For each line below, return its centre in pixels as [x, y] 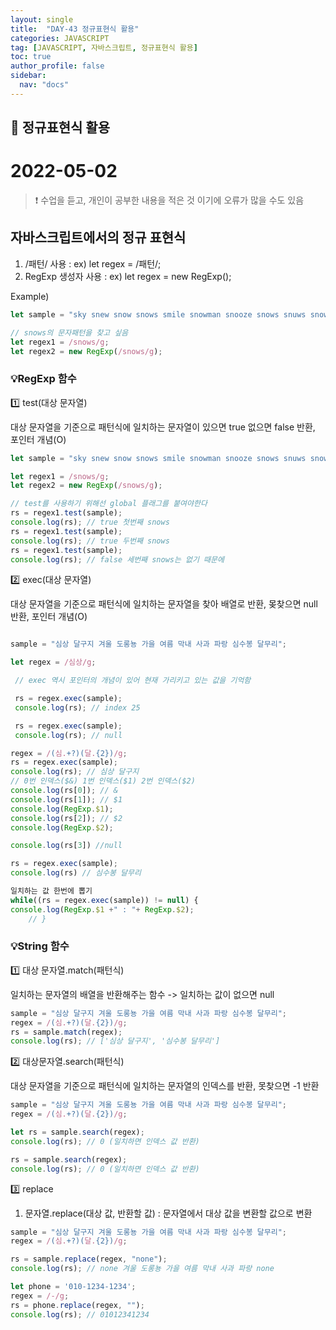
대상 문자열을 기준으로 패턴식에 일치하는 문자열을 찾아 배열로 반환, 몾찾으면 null [164, 604]
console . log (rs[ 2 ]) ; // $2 [66, 818]
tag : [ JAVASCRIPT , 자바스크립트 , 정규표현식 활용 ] [104, 47]
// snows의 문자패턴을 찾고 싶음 [69, 332]
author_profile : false [57, 66]
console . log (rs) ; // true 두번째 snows [90, 541]
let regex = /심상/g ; [53, 662]
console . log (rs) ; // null [68, 735]
